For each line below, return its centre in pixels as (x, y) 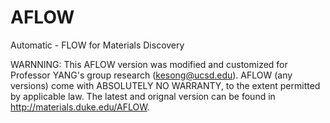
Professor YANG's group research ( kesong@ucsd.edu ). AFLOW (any (151, 75)
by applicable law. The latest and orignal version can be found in (143, 96)
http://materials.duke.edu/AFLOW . (80, 107)
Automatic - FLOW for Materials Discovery (97, 45)
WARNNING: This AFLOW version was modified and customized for (149, 64)
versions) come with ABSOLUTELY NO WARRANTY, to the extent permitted (165, 85)
